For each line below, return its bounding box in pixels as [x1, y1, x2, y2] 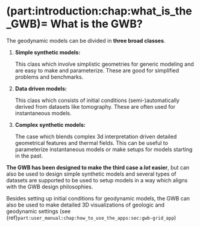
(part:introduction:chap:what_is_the [6, 4, 193, 18]
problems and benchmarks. [14, 73, 84, 80]
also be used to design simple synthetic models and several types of [6, 170, 177, 177]
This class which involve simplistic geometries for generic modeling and [14, 60, 194, 68]
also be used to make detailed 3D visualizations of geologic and [6, 201, 164, 208]
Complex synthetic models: [14, 121, 86, 128]
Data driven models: [14, 85, 67, 92]
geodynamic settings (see [6, 207, 71, 215]
